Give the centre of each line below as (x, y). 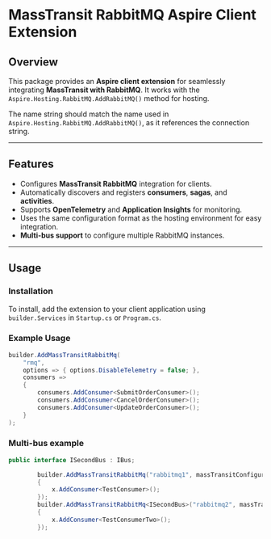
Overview (33, 62)
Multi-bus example (46, 444)
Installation (31, 291)
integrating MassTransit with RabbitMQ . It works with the (104, 90)
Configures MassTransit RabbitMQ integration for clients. (116, 183)
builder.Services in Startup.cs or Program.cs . (85, 318)
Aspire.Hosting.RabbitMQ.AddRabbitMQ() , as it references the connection (129, 122)
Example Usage (40, 339)
